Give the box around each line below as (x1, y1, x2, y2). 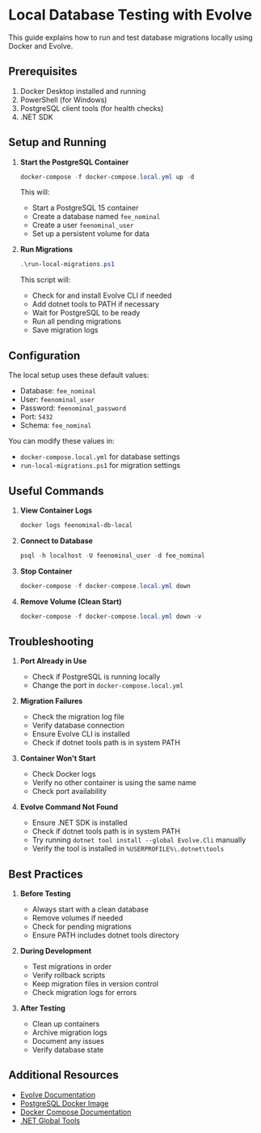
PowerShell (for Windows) (19, 95, 107, 105)
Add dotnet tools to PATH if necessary (32, 299, 160, 309)
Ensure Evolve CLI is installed (32, 729, 131, 739)
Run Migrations (19, 245, 74, 255)
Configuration (8, 349, 81, 363)
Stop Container (19, 566, 73, 576)
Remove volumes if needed (32, 913, 124, 923)
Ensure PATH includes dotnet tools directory (32, 930, 180, 940)
